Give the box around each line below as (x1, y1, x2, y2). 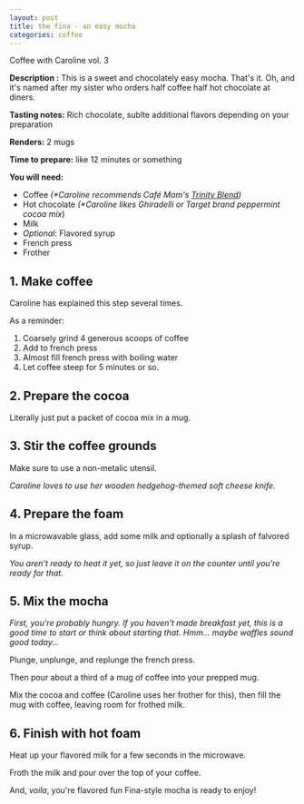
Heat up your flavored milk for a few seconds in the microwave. (9, 750, 247, 760)
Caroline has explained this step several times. (9, 298, 183, 309)
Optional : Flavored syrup (22, 228, 116, 239)
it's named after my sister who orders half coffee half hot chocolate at (9, 83, 270, 93)
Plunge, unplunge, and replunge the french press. (9, 654, 195, 665)
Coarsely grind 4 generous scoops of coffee (22, 333, 189, 344)
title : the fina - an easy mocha (9, 22, 136, 31)
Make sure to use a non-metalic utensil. (9, 462, 157, 473)
